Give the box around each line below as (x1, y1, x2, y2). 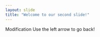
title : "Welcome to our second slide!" (5, 12, 90, 17)
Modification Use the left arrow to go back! (5, 26, 95, 32)
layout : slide (5, 7, 36, 13)
